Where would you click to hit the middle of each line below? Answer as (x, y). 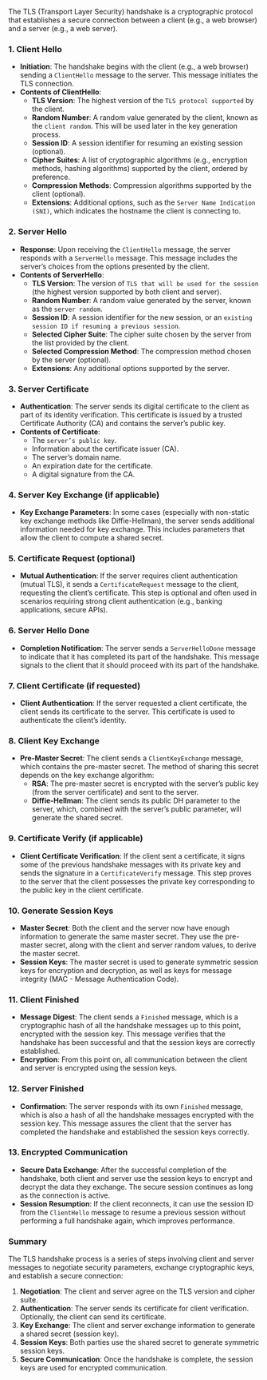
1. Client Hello (35, 49)
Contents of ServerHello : (62, 274)
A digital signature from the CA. (83, 474)
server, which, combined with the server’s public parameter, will (136, 809)
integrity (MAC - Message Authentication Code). (99, 979)
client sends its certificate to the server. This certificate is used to (127, 712)
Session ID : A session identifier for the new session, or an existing (142, 317)
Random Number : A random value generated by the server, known (141, 300)
